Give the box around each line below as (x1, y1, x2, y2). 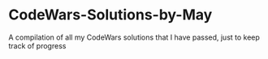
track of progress (8, 40, 67, 50)
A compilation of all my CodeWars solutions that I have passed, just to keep (8, 32, 260, 42)
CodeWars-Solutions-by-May (8, 6, 213, 24)
